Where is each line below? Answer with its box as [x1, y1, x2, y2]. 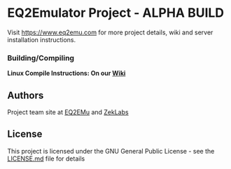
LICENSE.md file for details [7, 154, 85, 163]
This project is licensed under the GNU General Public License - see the [7, 147, 215, 155]
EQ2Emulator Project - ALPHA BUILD [7, 5, 225, 21]
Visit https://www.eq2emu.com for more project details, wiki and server [7, 28, 213, 36]
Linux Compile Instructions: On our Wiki [7, 69, 126, 78]
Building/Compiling [7, 53, 75, 62]
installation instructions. [7, 35, 76, 43]
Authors [7, 89, 44, 101]
